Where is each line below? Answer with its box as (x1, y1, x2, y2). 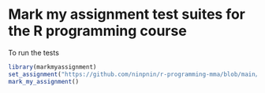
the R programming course (8, 22, 187, 40)
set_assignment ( (8, 70, 62, 78)
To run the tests (8, 48, 59, 57)
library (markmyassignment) (8, 63, 97, 71)
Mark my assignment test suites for (8, 5, 246, 23)
